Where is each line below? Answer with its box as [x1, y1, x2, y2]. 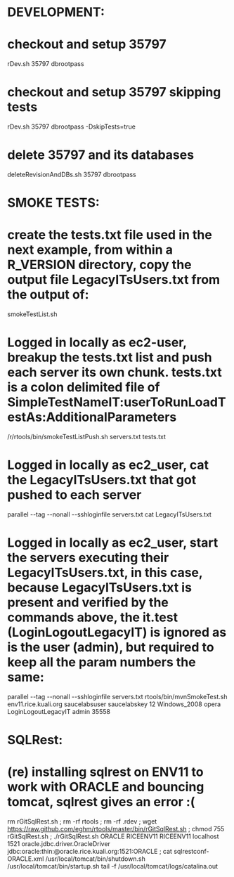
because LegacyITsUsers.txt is [7, 580, 192, 596]
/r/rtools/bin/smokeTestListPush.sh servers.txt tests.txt [7, 433, 167, 441]
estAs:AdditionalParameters [7, 409, 177, 425]
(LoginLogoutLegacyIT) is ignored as [7, 625, 227, 640]
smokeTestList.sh [7, 310, 58, 318]
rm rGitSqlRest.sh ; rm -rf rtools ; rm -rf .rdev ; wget [7, 817, 157, 826]
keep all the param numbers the [7, 654, 196, 670]
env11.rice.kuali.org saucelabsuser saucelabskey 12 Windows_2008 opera [7, 700, 221, 708]
